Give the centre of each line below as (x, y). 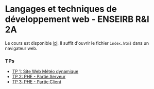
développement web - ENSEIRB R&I (77, 19)
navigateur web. (21, 48)
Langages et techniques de (61, 9)
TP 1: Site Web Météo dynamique (45, 71)
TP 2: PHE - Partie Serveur (39, 77)
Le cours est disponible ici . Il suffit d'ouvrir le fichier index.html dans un (77, 43)
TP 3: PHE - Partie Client (37, 82)
